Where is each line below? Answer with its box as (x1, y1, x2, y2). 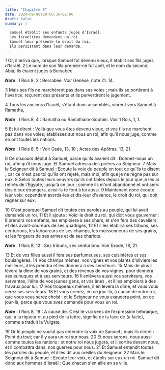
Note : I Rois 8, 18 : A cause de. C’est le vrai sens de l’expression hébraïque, (5, 308, 159, 314)
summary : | (5, 21, 27, 26)
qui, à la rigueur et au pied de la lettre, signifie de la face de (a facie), (5, 313, 145, 320)
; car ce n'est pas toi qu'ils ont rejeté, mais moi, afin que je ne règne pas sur (5, 171, 159, 177)
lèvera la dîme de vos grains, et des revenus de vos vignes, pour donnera (5, 268, 154, 274)
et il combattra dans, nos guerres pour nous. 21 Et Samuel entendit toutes (5, 344, 154, 350)
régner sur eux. (5, 197, 36, 203)
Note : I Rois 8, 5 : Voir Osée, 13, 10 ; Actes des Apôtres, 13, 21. (5, 146, 132, 152)
